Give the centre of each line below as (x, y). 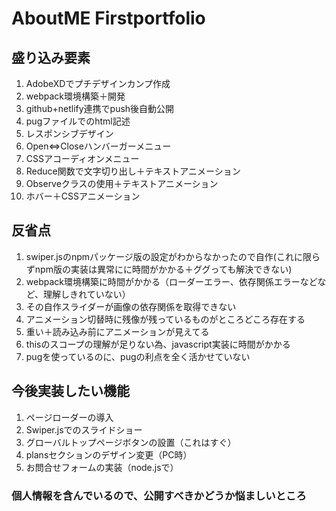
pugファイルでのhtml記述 (78, 121)
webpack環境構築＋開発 (75, 96)
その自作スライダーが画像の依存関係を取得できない (131, 306)
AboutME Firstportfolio (108, 18)
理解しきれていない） (87, 294)
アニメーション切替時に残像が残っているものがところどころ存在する (165, 319)
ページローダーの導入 (69, 417)
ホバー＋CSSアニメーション (83, 196)
